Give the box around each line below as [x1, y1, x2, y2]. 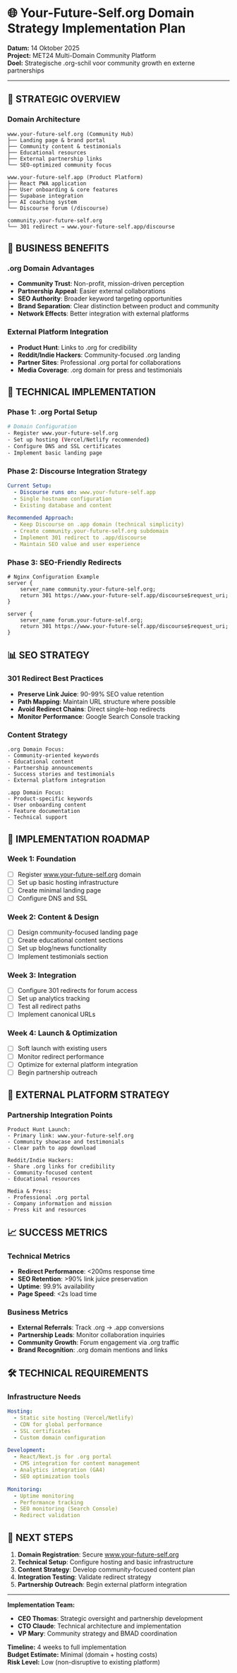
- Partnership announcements [7, 764, 93, 772]
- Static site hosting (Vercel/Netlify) [13, 1414, 134, 1421]
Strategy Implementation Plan [7, 20, 186, 37]
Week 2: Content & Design [7, 912, 99, 922]
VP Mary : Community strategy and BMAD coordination [17, 1629, 178, 1638]
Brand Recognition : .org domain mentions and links [17, 1346, 168, 1354]
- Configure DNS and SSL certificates [7, 442, 121, 449]
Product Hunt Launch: [7, 1126, 71, 1133]
